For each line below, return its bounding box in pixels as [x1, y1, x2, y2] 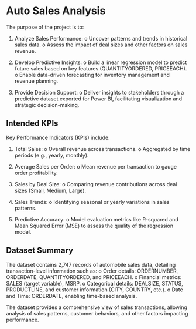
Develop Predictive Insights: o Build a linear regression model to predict [14, 59, 187, 66]
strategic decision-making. [14, 101, 80, 108]
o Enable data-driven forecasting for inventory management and [14, 71, 170, 78]
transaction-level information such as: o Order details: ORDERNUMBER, [6, 267, 178, 274]
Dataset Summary [6, 246, 74, 256]
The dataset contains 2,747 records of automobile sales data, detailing [6, 261, 176, 268]
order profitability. [14, 169, 59, 176]
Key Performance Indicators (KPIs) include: [6, 134, 110, 141]
